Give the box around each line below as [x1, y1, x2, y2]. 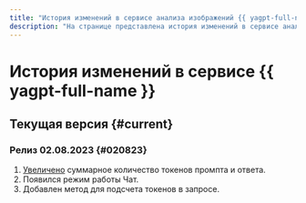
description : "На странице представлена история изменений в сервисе [9, 22, 280, 31]
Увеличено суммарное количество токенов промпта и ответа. [22, 165, 266, 176]
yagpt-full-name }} [9, 80, 157, 101]
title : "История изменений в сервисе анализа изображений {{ [9, 13, 247, 23]
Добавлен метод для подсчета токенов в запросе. [22, 184, 220, 195]
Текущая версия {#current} [9, 117, 174, 132]
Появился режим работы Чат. [22, 174, 139, 185]
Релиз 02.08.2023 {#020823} [9, 144, 148, 156]
